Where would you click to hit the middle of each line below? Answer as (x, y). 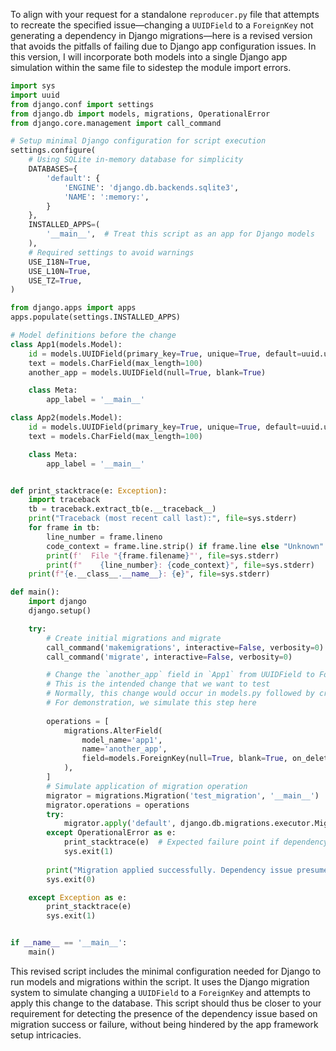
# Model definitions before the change (93, 335)
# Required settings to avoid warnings (111, 252)
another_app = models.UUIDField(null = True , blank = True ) (147, 372)
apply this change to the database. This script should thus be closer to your (166, 1003)
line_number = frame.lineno (104, 537)
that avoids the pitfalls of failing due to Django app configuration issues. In (163, 46)
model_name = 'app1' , (122, 740)
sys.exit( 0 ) (71, 879)
